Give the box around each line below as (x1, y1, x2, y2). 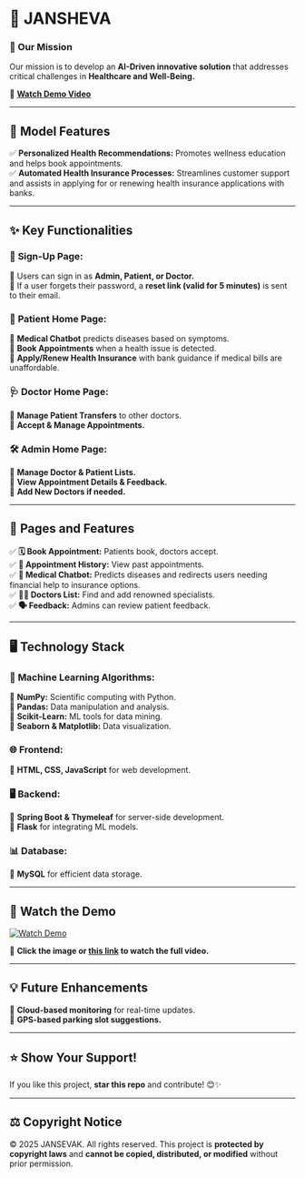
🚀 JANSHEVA (9, 8, 112, 29)
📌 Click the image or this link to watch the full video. (9, 946, 210, 957)
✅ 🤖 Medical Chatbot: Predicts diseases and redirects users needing (9, 569, 268, 580)
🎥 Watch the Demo (9, 903, 116, 919)
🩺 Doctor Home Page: (9, 386, 109, 399)
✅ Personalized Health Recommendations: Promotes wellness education (9, 147, 286, 158)
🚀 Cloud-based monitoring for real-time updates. (9, 1004, 195, 1015)
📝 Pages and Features (9, 521, 134, 536)
